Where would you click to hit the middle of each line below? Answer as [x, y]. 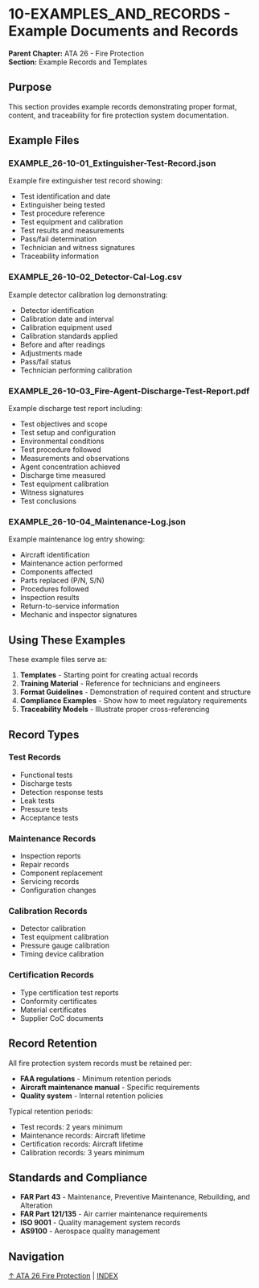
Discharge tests [46, 783]
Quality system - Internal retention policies [91, 1096]
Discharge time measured [63, 475]
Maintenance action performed [71, 563]
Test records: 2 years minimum [71, 1126]
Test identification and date [65, 196]
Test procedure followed [60, 450]
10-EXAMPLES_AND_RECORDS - [119, 14]
